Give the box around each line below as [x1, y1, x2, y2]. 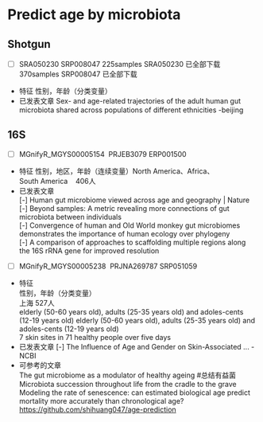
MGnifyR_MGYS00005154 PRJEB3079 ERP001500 [18, 149, 188, 158]
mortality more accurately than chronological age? [18, 397, 184, 405]
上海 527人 [18, 299, 55, 307]
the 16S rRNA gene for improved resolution [18, 245, 160, 256]
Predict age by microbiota [7, 6, 181, 24]
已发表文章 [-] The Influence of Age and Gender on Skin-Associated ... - [18, 342, 255, 351]
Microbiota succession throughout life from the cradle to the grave [18, 380, 237, 389]
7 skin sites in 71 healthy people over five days [18, 333, 172, 342]
